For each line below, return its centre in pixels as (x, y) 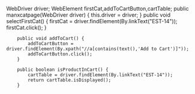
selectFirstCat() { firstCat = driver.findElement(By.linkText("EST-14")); (92, 21)
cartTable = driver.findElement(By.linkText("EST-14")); (100, 75)
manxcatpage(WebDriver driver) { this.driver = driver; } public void (88, 15)
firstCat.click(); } (26, 27)
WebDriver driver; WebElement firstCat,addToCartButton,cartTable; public (97, 9)
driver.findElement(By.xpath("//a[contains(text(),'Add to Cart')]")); (97, 49)
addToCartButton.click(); (60, 54)
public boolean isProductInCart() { (63, 70)
